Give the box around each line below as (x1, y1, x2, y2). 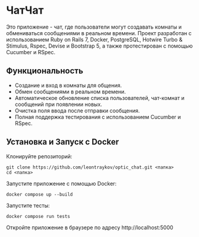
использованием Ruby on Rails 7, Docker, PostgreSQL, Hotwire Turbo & (6, 36, 183, 43)
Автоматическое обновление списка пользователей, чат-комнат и (14, 94, 185, 101)
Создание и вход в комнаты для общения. (14, 82, 122, 89)
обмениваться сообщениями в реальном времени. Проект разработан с (6, 29, 192, 36)
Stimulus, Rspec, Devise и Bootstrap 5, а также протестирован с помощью (6, 42, 193, 49)
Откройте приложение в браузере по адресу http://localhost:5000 (6, 224, 173, 231)
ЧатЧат (6, 4, 44, 17)
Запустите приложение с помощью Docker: (6, 180, 117, 187)
